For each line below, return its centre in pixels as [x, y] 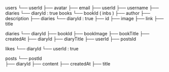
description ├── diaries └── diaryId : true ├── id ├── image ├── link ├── [84, 18]
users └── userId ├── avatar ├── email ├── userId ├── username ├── [82, 8]
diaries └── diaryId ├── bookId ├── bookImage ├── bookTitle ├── [77, 33]
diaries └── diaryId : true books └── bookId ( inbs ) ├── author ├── [78, 13]
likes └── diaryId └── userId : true [42, 49]
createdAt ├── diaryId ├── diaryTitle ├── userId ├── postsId [71, 39]
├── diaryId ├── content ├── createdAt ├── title [58, 64]
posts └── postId [24, 58]
